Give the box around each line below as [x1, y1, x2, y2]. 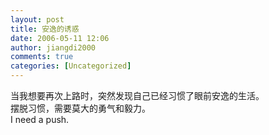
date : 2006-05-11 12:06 [10, 33, 110, 43]
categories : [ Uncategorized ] [10, 61, 132, 71]
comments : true [10, 52, 74, 62]
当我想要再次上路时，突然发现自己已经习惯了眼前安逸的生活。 [10, 90, 265, 101]
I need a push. [10, 114, 70, 125]
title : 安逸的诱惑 [10, 24, 80, 34]
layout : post [10, 14, 65, 25]
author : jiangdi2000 [10, 42, 97, 53]
